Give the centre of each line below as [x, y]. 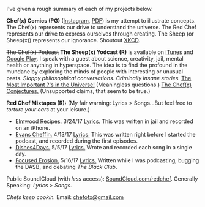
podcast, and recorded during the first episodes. [76, 141]
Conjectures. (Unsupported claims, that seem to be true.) [78, 91]
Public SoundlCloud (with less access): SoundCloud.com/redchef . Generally [102, 179]
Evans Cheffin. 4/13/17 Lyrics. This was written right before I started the [105, 134]
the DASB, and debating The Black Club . [66, 167]
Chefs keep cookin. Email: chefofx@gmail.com [65, 197]
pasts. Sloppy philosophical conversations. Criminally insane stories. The [99, 78]
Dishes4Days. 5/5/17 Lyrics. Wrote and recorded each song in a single [104, 147]
